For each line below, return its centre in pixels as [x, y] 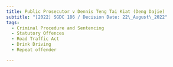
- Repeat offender [34, 50]
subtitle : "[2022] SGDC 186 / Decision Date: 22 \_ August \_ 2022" [87, 17]
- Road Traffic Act [35, 39]
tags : [13, 22]
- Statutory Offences [38, 33]
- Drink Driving [31, 45]
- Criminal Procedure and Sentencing [58, 28]
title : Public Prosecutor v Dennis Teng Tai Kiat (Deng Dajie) [86, 11]
